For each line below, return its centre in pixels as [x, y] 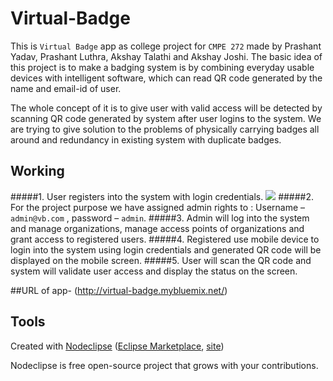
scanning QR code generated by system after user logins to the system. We [166, 118]
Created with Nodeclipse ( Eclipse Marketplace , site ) [117, 346]
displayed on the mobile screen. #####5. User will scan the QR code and [161, 260]
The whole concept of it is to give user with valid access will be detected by [166, 108]
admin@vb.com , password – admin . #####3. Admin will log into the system [160, 218]
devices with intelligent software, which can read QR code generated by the [166, 78]
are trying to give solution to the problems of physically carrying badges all [165, 129]
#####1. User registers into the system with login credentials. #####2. [162, 196]
